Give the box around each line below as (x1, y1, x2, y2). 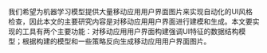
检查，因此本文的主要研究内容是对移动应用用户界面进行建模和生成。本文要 (8, 17, 253, 26)
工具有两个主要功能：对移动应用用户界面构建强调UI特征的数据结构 (22, 27, 239, 36)
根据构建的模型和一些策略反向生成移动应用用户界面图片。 (22, 36, 211, 46)
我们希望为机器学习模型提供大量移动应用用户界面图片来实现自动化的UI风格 (8, 7, 253, 16)
